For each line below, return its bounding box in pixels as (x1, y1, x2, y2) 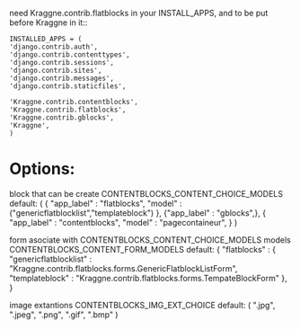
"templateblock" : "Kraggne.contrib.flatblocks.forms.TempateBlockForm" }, (9, 272, 287, 283)
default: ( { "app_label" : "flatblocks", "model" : (9, 198, 182, 209)
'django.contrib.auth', (9, 42, 99, 51)
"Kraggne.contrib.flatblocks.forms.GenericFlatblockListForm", (9, 262, 238, 273)
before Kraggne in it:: (9, 17, 88, 28)
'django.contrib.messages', (9, 74, 115, 83)
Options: (9, 159, 75, 179)
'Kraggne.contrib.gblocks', (9, 113, 115, 122)
